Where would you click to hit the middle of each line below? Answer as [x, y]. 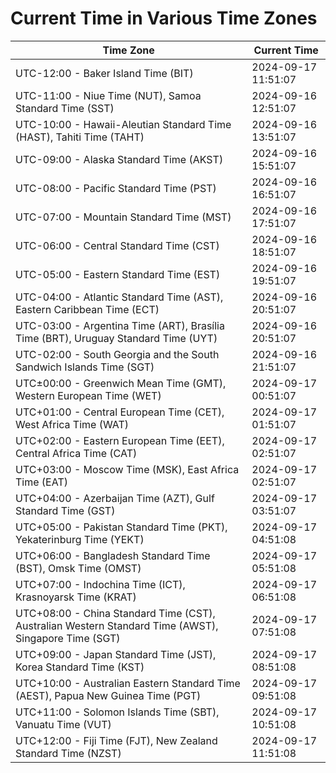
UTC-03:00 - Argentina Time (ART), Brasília [120, 325]
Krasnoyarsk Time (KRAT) [76, 597]
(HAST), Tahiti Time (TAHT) [80, 137]
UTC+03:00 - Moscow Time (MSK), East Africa [127, 469]
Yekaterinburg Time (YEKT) [80, 539]
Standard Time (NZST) [68, 753]
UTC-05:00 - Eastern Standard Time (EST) [118, 274]
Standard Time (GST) [65, 510]
